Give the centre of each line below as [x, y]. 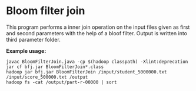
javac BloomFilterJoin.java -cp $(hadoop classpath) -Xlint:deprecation [97, 62]
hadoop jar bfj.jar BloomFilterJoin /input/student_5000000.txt [87, 72]
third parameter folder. [33, 39]
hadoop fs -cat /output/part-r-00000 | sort [62, 82]
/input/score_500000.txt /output [47, 77]
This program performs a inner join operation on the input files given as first [98, 27]
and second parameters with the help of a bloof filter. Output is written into [97, 33]
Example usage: [26, 50]
